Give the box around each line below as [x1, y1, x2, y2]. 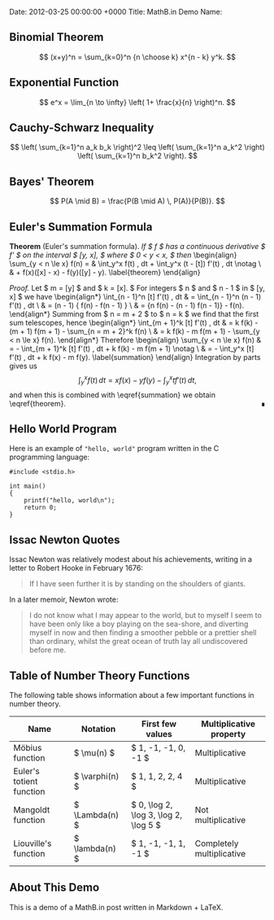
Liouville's [13, 838, 52, 849]
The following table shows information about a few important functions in [9, 690, 254, 699]
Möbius [13, 742, 42, 753]
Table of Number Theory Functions [9, 668, 190, 682]
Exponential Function [9, 76, 120, 90]
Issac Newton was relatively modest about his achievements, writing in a [9, 554, 253, 564]
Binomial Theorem [9, 30, 104, 44]
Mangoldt [13, 804, 50, 815]
